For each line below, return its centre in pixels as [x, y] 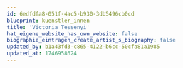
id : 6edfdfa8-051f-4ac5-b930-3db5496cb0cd [70, 14]
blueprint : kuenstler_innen [48, 21]
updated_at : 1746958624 [42, 54]
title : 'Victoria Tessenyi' [48, 27]
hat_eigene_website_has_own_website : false [72, 34]
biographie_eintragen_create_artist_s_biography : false [91, 40]
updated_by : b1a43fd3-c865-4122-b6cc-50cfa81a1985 [83, 47]
